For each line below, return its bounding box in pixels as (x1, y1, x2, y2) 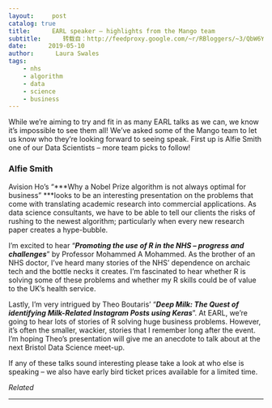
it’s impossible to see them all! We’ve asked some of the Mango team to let (8, 126, 257, 135)
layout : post (8, 11, 67, 20)
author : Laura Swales (8, 49, 100, 58)
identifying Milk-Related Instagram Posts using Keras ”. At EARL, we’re (8, 307, 249, 317)
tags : (8, 58, 27, 66)
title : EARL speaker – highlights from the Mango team (8, 27, 216, 35)
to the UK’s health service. (8, 283, 96, 293)
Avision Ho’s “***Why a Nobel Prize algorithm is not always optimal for (8, 182, 247, 191)
